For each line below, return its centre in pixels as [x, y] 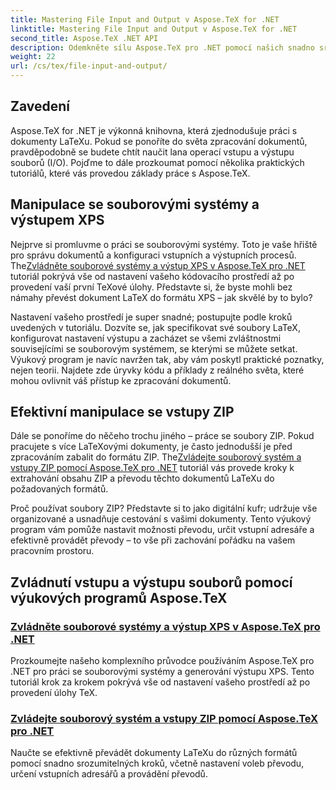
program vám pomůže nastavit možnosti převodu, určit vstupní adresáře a [162, 530]
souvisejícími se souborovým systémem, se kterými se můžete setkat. [154, 348]
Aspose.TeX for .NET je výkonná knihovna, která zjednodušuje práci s [154, 130]
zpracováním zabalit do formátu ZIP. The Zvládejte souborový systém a [156, 457]
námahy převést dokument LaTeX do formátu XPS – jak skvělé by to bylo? [161, 297]
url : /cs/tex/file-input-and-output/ [89, 66]
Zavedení [40, 106]
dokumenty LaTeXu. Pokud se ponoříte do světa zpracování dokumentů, [159, 141]
